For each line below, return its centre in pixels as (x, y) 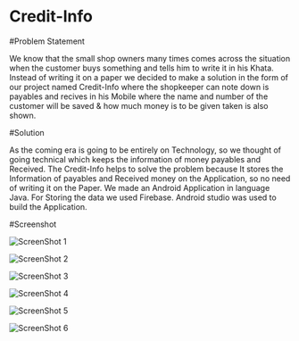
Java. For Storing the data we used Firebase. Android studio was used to (143, 197)
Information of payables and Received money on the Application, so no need (150, 178)
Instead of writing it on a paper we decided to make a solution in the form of (149, 77)
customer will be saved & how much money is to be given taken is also (139, 105)
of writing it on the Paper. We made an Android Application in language (140, 187)
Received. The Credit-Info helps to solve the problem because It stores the (146, 169)
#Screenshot (33, 224)
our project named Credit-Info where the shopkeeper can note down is (139, 87)
